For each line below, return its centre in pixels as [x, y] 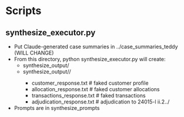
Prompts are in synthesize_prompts [57, 108]
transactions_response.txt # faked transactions [88, 96]
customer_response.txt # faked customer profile [90, 83]
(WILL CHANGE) [34, 53]
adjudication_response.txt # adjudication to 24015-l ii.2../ [101, 102]
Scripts [24, 11]
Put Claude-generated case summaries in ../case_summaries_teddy [96, 46]
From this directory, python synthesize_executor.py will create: [90, 59]
